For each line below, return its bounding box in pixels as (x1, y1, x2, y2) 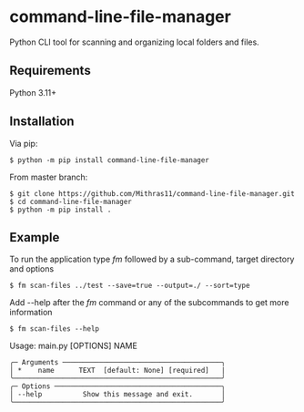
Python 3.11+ (9, 87, 57, 98)
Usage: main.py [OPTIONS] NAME (9, 340, 138, 352)
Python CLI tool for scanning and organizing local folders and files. (9, 36, 259, 47)
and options (9, 263, 55, 274)
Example (9, 230, 60, 245)
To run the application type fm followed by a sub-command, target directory (9, 253, 295, 265)
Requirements (9, 63, 91, 78)
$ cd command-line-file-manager (9, 197, 132, 206)
